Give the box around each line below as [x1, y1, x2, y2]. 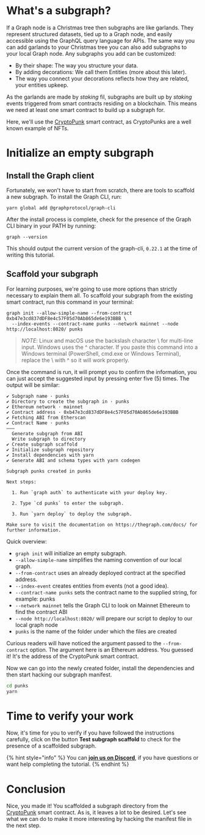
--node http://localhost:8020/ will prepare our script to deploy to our [15, 615, 193, 622]
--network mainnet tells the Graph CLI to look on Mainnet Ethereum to [15, 601, 190, 609]
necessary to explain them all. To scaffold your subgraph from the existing [6, 291, 193, 299]
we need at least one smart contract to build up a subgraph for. [6, 106, 165, 113]
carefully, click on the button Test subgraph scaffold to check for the [6, 736, 181, 743]
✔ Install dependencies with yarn [6, 452, 95, 458]
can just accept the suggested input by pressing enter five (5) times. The [6, 375, 190, 382]
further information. [6, 527, 62, 533]
